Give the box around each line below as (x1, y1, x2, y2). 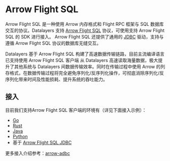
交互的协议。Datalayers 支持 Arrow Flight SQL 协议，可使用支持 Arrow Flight (5, 27, 165, 34)
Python (12, 133, 28, 139)
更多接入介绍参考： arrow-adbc (5, 150, 70, 156)
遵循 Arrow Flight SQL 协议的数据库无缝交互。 (5, 40, 101, 46)
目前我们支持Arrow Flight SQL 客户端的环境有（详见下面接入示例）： (5, 107, 147, 113)
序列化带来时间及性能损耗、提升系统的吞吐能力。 (5, 76, 108, 82)
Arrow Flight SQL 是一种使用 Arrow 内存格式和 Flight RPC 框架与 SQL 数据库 (5, 21, 164, 27)
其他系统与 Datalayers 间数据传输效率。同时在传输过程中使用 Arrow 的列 (14, 63, 165, 70)
